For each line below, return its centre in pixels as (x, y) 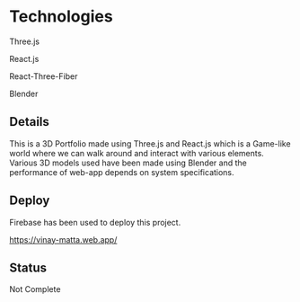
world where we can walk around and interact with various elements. (137, 153)
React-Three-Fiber (44, 76)
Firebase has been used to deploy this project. (95, 222)
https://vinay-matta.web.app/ (63, 239)
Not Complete (35, 289)
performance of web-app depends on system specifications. (122, 172)
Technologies (62, 17)
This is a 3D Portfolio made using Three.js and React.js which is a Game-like (150, 143)
